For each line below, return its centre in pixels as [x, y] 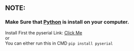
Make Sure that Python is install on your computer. [67, 22]
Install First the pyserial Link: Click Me [44, 33]
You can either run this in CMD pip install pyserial [59, 43]
